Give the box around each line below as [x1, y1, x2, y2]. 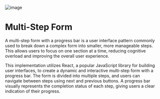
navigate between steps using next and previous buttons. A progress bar [5, 78, 150, 83]
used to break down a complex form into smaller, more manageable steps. [5, 43, 153, 49]
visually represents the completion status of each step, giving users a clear [5, 83, 155, 89]
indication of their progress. [5, 88, 61, 94]
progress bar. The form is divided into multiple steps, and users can [5, 73, 140, 79]
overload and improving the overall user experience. [5, 53, 110, 59]
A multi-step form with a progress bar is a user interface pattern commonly [5, 37, 155, 43]
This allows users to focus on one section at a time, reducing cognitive [5, 48, 146, 53]
